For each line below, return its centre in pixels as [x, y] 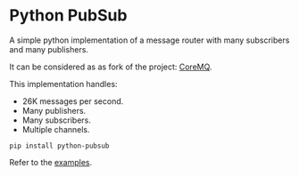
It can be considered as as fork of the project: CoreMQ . [111, 67]
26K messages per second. [73, 101]
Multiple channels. [56, 129]
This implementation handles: [63, 84]
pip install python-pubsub [59, 146]
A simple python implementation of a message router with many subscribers [149, 40]
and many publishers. [49, 49]
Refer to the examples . [51, 162]
